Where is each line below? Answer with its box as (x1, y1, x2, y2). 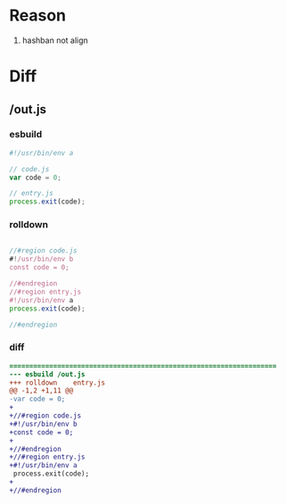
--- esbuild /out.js (9, 369, 86, 379)
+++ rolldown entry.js (9, 378, 105, 387)
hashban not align (21, 35, 89, 45)
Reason (9, 5, 67, 26)
